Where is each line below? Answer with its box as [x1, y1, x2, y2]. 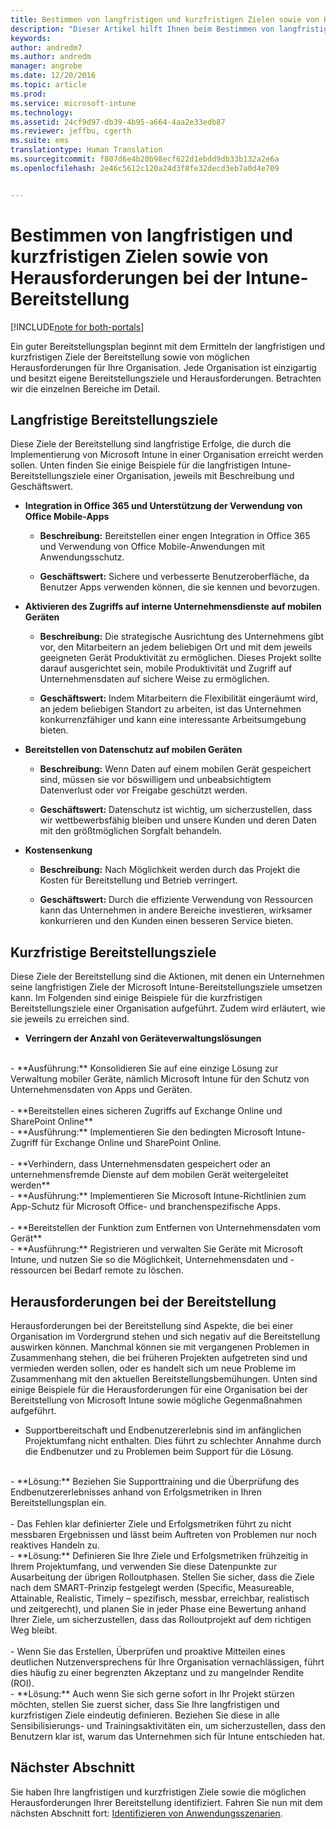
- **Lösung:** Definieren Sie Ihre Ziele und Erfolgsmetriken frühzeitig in [10, 1550, 309, 1561]
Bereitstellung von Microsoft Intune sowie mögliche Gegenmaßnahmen [10, 1394, 303, 1406]
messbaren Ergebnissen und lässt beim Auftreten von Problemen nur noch [10, 1529, 317, 1540]
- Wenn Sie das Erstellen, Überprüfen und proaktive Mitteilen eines [10, 1646, 286, 1657]
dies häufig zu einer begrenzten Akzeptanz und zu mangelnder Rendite [10, 1667, 305, 1678]
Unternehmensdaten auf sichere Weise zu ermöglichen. [39, 673, 270, 685]
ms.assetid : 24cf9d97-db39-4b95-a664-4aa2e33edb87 [10, 117, 226, 127]
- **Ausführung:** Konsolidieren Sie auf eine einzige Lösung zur [10, 1062, 279, 1075]
